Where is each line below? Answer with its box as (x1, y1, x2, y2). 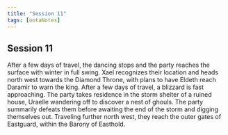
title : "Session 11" (7, 10, 67, 17)
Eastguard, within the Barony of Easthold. (7, 120, 126, 129)
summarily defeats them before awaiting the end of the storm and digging (7, 105, 219, 113)
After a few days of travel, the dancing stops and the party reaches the (7, 61, 210, 70)
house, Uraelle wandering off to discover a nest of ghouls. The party (7, 98, 204, 106)
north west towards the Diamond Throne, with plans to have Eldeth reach (7, 76, 217, 84)
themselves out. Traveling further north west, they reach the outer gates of (7, 113, 221, 121)
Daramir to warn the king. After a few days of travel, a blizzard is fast (7, 83, 204, 91)
